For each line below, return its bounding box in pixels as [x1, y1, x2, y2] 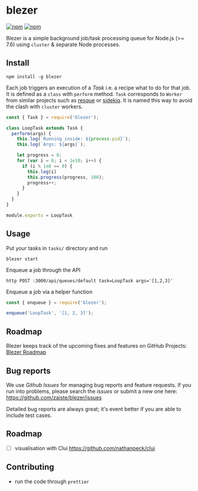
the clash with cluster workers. [6, 103, 83, 110]
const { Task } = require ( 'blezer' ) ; [6, 114, 99, 120]
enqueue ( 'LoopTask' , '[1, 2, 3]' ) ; [6, 310, 94, 316]
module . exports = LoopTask [6, 212, 73, 218]
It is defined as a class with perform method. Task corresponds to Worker [6, 90, 183, 98]
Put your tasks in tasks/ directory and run [6, 244, 108, 251]
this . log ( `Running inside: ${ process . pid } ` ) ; [17, 136, 131, 142]
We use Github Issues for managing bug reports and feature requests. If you [6, 381, 191, 388]
